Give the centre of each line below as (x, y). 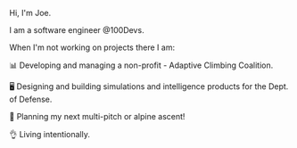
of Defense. (31, 99)
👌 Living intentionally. (50, 134)
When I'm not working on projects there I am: (92, 47)
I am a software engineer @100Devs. (77, 30)
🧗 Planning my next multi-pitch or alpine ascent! (97, 116)
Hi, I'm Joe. (30, 13)
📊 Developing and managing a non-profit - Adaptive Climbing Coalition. (141, 65)
